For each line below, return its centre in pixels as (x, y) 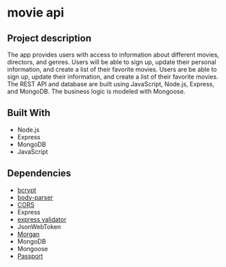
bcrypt (27, 190)
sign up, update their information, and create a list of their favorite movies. (113, 77)
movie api (36, 13)
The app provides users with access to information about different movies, (113, 55)
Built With (29, 113)
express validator (42, 219)
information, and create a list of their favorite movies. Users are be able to (112, 69)
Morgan (28, 234)
